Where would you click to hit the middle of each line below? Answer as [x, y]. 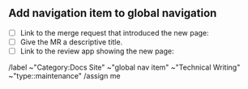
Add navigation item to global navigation [113, 13]
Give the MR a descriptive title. [71, 42]
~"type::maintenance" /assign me [64, 76]
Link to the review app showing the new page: [97, 51]
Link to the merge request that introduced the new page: [114, 32]
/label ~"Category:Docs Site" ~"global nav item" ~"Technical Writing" [124, 67]
